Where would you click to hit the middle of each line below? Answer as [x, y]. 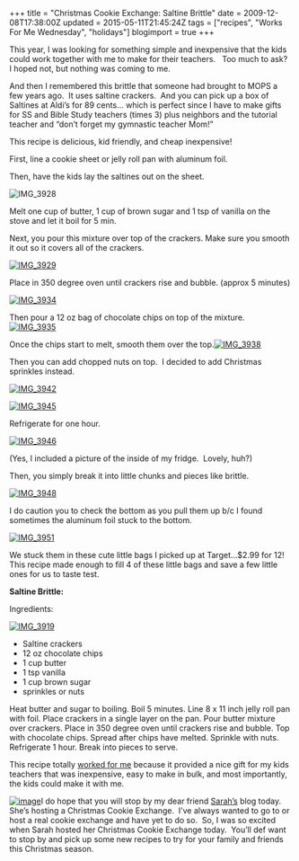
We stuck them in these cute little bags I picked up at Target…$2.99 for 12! [147, 555]
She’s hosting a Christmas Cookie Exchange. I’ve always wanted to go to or [149, 811]
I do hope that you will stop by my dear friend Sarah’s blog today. [161, 801]
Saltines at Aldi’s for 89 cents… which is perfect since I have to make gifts [145, 105]
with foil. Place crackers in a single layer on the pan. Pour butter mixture [142, 719]
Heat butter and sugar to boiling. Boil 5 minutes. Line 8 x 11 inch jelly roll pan [149, 709]
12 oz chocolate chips [62, 653]
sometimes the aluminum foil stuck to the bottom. [101, 520]
